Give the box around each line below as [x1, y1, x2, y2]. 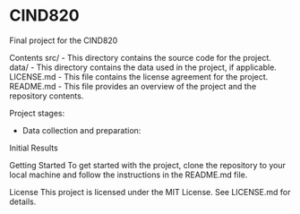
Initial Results [9, 142, 58, 153]
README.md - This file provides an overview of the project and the [9, 81, 257, 91]
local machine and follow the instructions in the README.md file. [9, 169, 248, 180]
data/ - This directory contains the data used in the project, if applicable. [9, 62, 278, 73]
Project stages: [9, 107, 65, 118]
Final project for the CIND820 [9, 35, 118, 46]
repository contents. [9, 90, 84, 101]
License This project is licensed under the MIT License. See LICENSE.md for [9, 186, 291, 197]
